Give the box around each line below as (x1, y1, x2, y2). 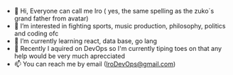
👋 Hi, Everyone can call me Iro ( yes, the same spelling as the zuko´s (13, 7, 215, 15)
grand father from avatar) (13, 14, 89, 23)
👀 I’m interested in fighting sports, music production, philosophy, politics (13, 22, 226, 30)
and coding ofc (13, 29, 59, 37)
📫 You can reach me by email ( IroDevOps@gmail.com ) (13, 60, 176, 68)
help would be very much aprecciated (13, 52, 126, 60)
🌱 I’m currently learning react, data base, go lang (13, 37, 158, 45)
